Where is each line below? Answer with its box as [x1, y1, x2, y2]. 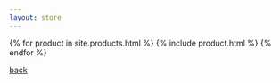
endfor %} [9, 46, 47, 58]
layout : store [9, 12, 62, 22]
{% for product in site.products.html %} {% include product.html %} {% [9, 37, 272, 48]
